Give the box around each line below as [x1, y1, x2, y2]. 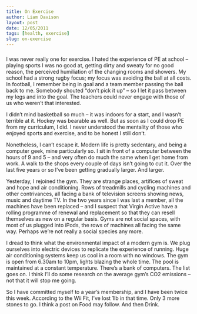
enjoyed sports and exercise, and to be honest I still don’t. [6, 130, 146, 137]
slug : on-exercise [6, 36, 51, 42]
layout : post [6, 19, 38, 25]
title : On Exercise [6, 8, 54, 15]
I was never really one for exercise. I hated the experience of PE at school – [6, 55, 189, 63]
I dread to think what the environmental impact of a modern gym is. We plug [6, 240, 191, 247]
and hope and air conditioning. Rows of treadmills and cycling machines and [6, 184, 191, 191]
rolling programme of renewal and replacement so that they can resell [6, 209, 175, 216]
